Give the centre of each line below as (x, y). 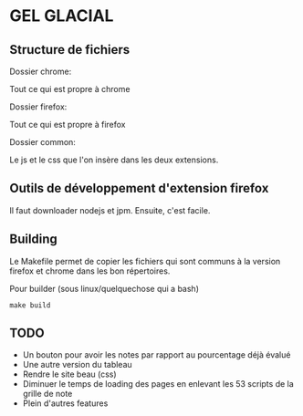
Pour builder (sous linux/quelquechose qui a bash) (104, 288)
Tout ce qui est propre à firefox (68, 125)
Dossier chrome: (41, 71)
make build (30, 305)
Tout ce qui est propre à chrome (70, 89)
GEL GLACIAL (62, 16)
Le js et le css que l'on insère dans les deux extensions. (114, 160)
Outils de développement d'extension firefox (139, 188)
